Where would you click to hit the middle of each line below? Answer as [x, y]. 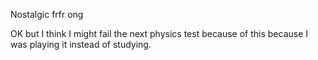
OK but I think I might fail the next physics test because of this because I [159, 33]
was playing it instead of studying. [81, 44]
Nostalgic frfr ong [47, 14]
